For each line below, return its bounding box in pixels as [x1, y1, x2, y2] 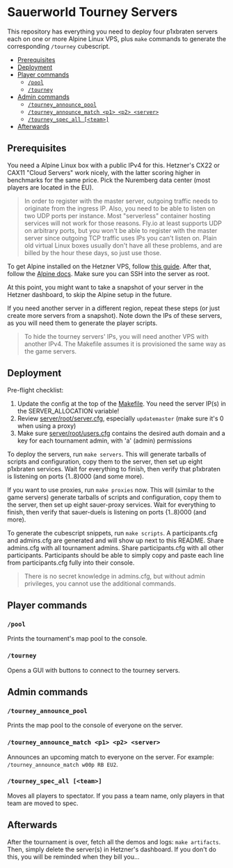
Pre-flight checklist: [7, 386, 64, 394]
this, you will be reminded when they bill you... [7, 852, 140, 861]
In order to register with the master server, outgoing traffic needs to [24, 197, 218, 205]
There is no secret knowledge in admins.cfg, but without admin [24, 572, 205, 580]
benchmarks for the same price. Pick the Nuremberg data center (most [7, 176, 211, 184]
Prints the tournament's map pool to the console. [7, 634, 147, 643]
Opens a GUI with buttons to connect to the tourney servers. [7, 666, 181, 674]
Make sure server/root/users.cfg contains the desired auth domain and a [17, 429, 225, 437]
